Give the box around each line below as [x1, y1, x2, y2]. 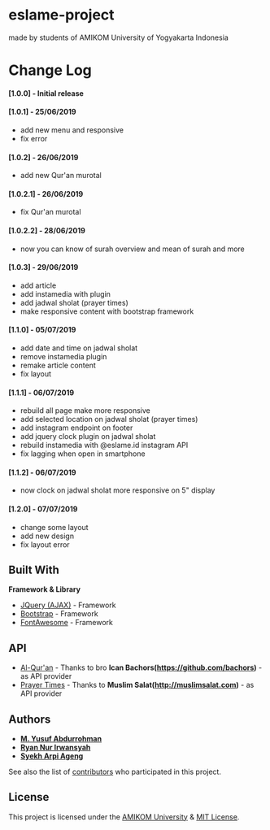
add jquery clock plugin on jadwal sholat [20, 432, 156, 441]
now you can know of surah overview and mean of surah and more [20, 244, 246, 254]
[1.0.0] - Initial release [8, 88, 84, 98]
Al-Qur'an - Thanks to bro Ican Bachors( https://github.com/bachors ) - [20, 663, 263, 672]
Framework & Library [8, 584, 81, 594]
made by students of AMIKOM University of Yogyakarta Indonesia [8, 33, 229, 42]
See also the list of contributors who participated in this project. [8, 767, 222, 776]
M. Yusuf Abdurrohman [20, 733, 102, 743]
